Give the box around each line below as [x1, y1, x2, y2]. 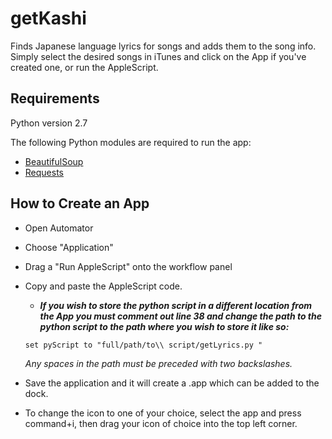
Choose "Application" [24, 241, 114, 253]
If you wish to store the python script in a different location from [39, 299, 313, 311]
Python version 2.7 [10, 117, 88, 129]
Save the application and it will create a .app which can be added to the [24, 377, 320, 389]
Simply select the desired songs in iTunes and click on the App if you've [10, 50, 307, 62]
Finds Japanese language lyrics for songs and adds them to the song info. [10, 40, 317, 52]
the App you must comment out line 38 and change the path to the [39, 310, 322, 322]
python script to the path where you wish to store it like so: [39, 320, 290, 332]
